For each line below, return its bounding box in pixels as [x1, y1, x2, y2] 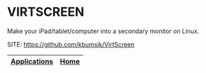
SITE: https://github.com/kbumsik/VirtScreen [7, 40, 135, 48]
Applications [10, 56, 54, 66]
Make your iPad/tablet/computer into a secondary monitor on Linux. [7, 27, 200, 35]
